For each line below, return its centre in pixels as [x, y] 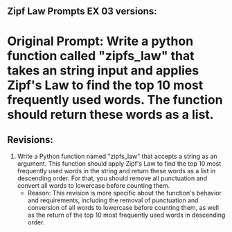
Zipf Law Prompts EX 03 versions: [82, 11]
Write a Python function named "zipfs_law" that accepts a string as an [117, 156]
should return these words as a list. [110, 114]
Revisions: [30, 140]
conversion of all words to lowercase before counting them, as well [123, 208]
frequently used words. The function [115, 100]
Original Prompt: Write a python [100, 41]
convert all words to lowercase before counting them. [93, 186]
